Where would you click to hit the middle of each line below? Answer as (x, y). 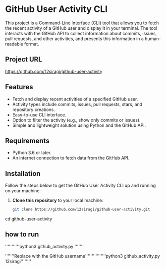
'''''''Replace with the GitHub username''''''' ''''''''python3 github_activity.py (83, 256)
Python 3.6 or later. (32, 153)
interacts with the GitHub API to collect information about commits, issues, (81, 33)
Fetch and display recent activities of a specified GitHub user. (75, 99)
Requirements (27, 140)
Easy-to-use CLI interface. (39, 114)
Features (19, 87)
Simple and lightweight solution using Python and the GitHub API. (79, 125)
